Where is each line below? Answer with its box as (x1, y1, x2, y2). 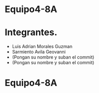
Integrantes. (5, 27, 58, 38)
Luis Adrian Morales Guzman (12, 43, 73, 50)
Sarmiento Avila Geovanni (12, 49, 66, 55)
